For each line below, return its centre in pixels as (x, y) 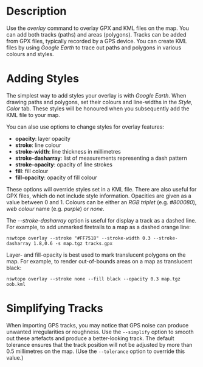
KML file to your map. (33, 115)
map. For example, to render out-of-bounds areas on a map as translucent (99, 261)
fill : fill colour (32, 171)
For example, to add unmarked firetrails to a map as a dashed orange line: (99, 227)
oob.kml (16, 284)
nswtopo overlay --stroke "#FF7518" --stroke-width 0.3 (78, 238)
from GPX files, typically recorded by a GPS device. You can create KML (97, 41)
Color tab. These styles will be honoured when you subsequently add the (98, 109)
